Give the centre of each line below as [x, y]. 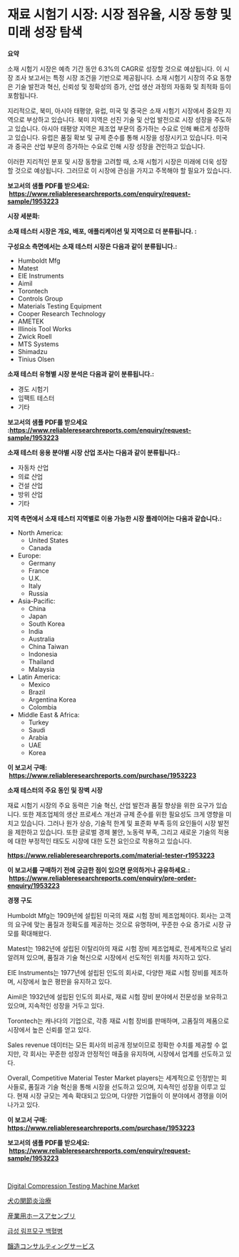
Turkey [39, 722]
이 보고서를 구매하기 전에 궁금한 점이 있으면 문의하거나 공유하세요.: [99, 870]
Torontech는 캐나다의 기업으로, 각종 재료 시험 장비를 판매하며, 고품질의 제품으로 [118, 1021]
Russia [38, 593]
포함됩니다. [23, 95]
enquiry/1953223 [34, 885]
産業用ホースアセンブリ [42, 1216]
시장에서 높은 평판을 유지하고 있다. [64, 981]
